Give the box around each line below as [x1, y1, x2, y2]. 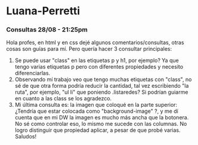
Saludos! [14, 133, 37, 140]
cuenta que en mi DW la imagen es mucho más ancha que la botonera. [14, 114, 189, 121]
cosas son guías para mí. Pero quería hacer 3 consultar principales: [6, 45, 172, 53]
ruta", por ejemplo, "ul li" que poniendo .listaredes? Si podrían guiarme [14, 88, 188, 96]
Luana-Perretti [6, 4, 81, 18]
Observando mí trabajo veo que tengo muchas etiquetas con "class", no [14, 76, 192, 83]
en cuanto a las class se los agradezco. [14, 95, 112, 102]
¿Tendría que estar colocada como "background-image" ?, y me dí [14, 107, 179, 115]
